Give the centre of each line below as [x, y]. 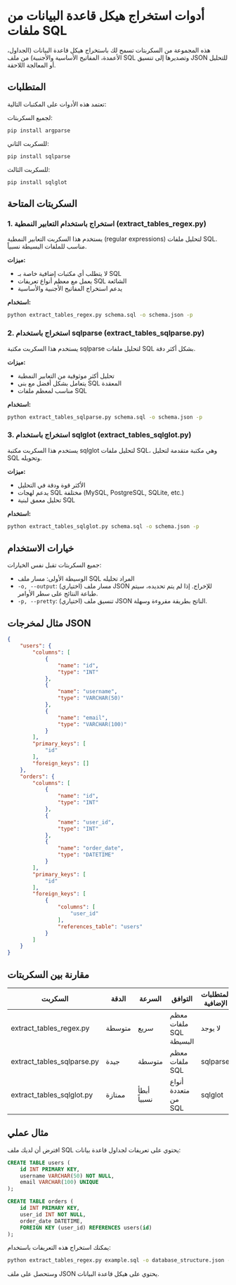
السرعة [151, 999]
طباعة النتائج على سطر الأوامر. [58, 593]
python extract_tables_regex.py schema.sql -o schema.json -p [100, 315]
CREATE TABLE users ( [39, 1163]
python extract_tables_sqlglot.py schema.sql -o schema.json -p [103, 526]
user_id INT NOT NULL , [53, 1214]
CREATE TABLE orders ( [40, 1201]
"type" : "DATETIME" [86, 855]
